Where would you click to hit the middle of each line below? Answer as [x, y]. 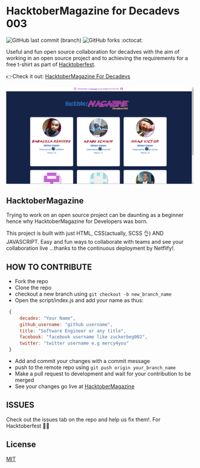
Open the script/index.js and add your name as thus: [79, 300]
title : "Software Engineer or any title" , [73, 331]
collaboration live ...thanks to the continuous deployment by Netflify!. [91, 248]
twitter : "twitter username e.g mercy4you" [74, 343]
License [21, 444]
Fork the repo [32, 281]
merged [24, 380]
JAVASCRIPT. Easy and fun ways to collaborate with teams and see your [95, 242]
